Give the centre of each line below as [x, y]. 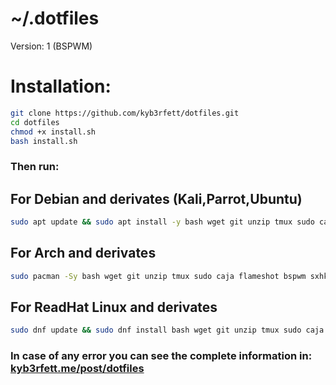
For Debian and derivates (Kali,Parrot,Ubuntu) [156, 198]
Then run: [35, 167]
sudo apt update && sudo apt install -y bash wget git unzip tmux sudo [162, 222]
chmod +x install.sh [53, 132]
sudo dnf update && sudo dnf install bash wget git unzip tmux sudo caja [167, 330]
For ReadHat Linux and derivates [114, 307]
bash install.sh [44, 141]
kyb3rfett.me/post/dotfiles [77, 369]
